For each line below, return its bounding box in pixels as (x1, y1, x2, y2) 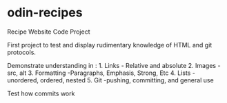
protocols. (7, 48, 37, 56)
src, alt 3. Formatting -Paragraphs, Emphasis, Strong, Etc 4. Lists (7, 69, 191, 77)
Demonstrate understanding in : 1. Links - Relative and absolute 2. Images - (7, 61, 221, 69)
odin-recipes (7, 5, 83, 21)
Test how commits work (7, 89, 75, 98)
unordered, (7, 76, 39, 84)
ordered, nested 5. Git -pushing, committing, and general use (40, 76, 214, 84)
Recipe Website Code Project (7, 27, 90, 36)
